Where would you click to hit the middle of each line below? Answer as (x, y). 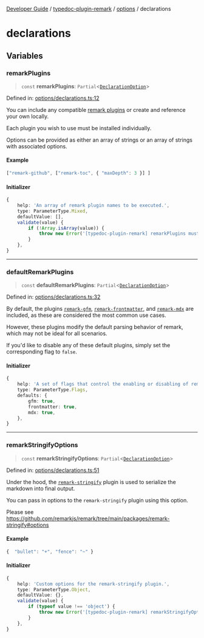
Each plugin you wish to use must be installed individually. (79, 128)
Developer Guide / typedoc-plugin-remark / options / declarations (89, 9)
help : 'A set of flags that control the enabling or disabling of (103, 384)
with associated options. (37, 146)
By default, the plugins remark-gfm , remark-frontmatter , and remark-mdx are (100, 309)
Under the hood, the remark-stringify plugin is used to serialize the (91, 482)
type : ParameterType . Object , (54, 589)
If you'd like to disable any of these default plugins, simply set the (88, 345)
